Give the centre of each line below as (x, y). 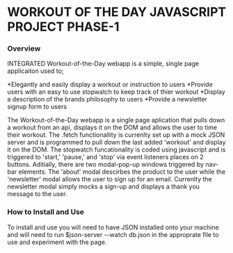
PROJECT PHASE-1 (63, 27)
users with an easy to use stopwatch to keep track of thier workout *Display (116, 92)
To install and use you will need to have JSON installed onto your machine (113, 227)
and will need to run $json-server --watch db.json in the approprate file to (113, 234)
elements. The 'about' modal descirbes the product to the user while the (122, 172)
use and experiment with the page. (57, 242)
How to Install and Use (46, 212)
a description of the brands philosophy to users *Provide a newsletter (107, 99)
